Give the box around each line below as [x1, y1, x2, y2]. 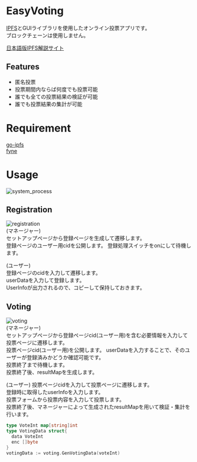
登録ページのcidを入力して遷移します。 [6, 269, 101, 276]
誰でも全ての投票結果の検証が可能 [14, 93, 98, 100]
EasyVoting [6, 4, 64, 18]
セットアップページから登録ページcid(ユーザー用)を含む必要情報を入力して [6, 332, 188, 339]
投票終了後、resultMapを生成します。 [6, 369, 98, 376]
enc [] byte [11, 439, 38, 445]
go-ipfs [6, 141, 24, 148]
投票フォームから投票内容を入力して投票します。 [6, 396, 125, 403]
